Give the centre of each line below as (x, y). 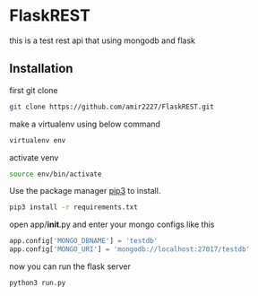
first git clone (34, 90)
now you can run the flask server (70, 266)
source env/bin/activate (56, 174)
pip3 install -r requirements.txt (74, 207)
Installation (41, 69)
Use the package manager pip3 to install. (85, 191)
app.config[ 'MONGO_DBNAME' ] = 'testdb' (84, 241)
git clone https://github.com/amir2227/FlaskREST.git (112, 107)
